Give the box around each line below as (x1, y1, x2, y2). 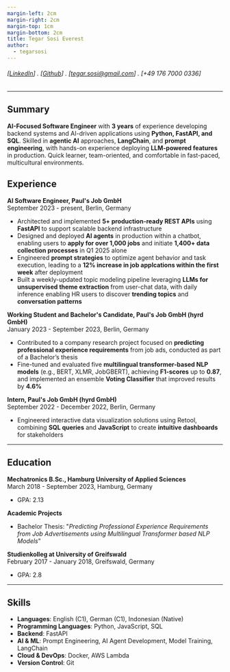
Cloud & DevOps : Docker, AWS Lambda (16, 651, 130, 660)
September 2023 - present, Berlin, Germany (7, 204, 131, 212)
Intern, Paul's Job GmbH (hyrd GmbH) (7, 395, 117, 403)
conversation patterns (16, 297, 82, 305)
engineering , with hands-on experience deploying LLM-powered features (7, 143, 218, 152)
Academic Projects (7, 509, 63, 517)
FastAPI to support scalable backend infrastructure (16, 224, 162, 232)
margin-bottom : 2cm (7, 29, 63, 36)
